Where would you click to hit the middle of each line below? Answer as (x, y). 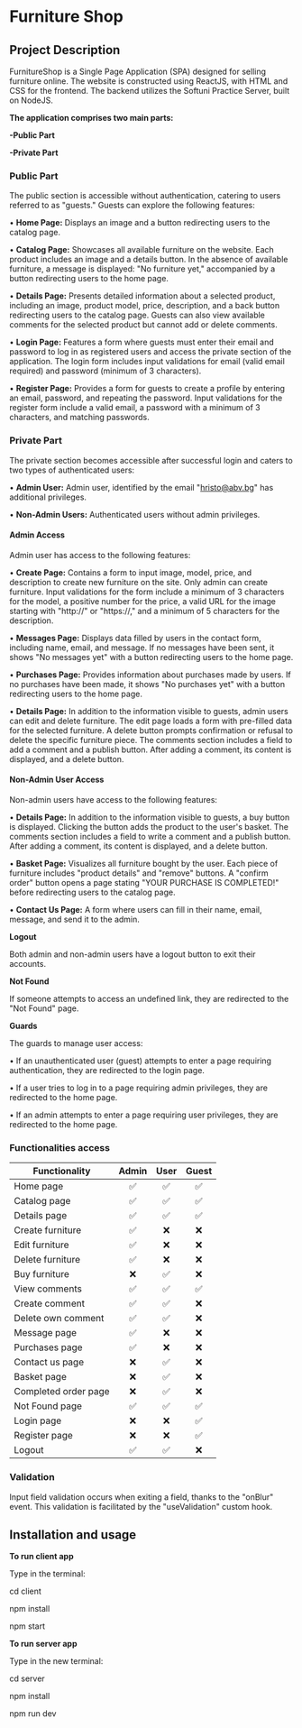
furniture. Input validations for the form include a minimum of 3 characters (147, 592)
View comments (48, 1289)
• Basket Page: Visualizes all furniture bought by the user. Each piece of (144, 864)
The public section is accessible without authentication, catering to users (145, 196)
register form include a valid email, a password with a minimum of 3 (135, 408)
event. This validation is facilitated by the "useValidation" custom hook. (141, 1506)
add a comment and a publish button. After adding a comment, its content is (151, 749)
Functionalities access (60, 1147)
